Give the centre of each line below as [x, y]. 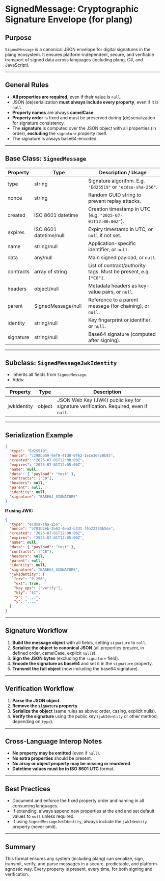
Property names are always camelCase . [53, 112]
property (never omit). [35, 827]
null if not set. [105, 235]
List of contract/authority [117, 265]
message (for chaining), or [119, 306]
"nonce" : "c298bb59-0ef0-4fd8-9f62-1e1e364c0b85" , [62, 455]
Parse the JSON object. [37, 700]
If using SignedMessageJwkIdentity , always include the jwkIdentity [80, 822]
